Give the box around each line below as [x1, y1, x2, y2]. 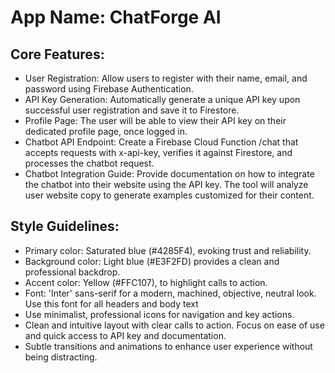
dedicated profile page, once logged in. [24, 126, 188, 137]
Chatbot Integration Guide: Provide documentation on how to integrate [24, 168, 315, 180]
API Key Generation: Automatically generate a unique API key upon [24, 94, 301, 105]
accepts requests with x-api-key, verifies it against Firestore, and [24, 147, 293, 158]
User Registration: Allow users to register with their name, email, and [24, 72, 308, 84]
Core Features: [10, 46, 105, 63]
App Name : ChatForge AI [10, 6, 222, 29]
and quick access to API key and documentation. [24, 329, 227, 341]
